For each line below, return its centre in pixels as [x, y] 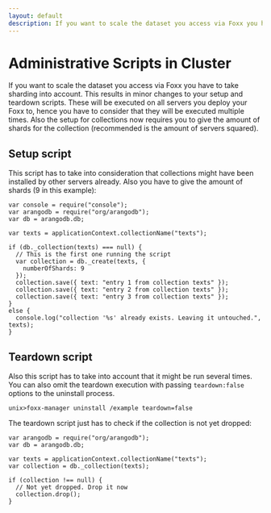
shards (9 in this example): [52, 190]
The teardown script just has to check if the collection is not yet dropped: [130, 423]
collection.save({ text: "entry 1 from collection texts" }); [122, 283]
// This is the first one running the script [94, 255]
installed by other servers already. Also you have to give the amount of [126, 181]
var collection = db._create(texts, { [81, 262]
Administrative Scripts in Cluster [120, 63]
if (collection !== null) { [56, 481]
